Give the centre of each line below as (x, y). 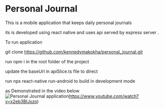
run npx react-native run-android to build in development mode (70, 81)
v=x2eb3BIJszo (21, 101)
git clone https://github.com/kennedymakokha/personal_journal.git (74, 52)
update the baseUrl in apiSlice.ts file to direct (51, 71)
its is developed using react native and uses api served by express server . (82, 32)
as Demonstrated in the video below (42, 90)
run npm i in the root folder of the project (47, 61)
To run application (24, 42)
